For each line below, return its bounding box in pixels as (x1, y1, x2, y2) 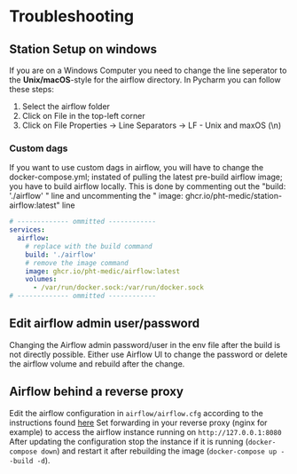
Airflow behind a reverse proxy (9, 384, 184, 399)
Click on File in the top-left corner (21, 111, 145, 121)
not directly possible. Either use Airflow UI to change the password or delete (9, 349, 288, 359)
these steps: (9, 84, 55, 94)
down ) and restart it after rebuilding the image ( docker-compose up (41, 446, 277, 456)
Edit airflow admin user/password (9, 316, 200, 331)
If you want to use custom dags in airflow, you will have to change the (9, 162, 264, 173)
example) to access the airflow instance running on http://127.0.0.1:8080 (9, 426, 282, 437)
